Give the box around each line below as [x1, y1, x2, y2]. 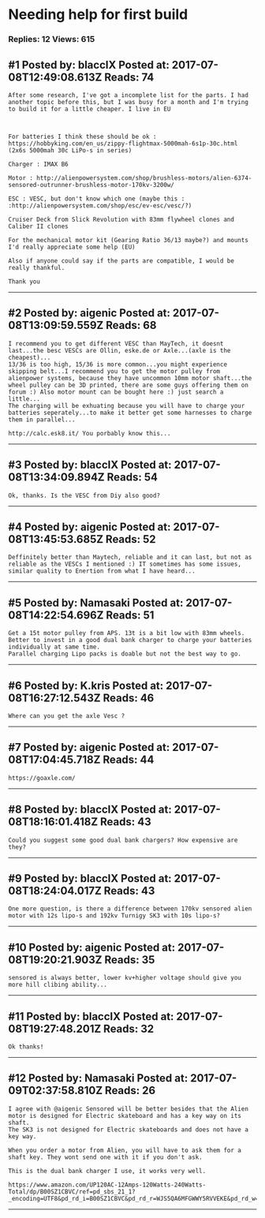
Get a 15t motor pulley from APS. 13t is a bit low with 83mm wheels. [8, 630, 245, 637]
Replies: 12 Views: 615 [8, 34, 95, 45]
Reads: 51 [106, 608, 155, 622]
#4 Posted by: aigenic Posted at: [8, 520, 171, 533]
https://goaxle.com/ [8, 774, 77, 782]
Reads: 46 [103, 691, 155, 704]
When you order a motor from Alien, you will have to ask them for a [8, 1146, 242, 1154]
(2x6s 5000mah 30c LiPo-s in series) [8, 146, 132, 155]
